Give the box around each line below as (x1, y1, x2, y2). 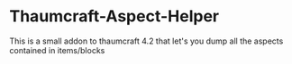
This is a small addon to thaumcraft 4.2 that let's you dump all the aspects (9, 36, 284, 46)
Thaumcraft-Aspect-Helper (9, 6, 219, 27)
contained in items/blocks (9, 44, 105, 55)
